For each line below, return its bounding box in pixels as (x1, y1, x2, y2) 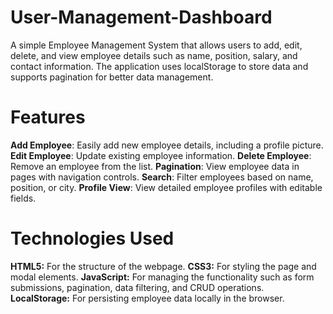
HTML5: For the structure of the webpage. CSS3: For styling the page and (10, 260, 317, 272)
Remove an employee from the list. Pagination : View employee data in (10, 160, 300, 172)
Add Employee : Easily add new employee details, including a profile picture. (10, 139, 324, 151)
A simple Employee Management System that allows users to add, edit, (10, 39, 303, 51)
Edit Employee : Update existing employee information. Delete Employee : (10, 149, 312, 161)
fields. (10, 192, 37, 204)
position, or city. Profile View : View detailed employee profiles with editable (10, 181, 323, 193)
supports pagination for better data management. (10, 71, 214, 83)
